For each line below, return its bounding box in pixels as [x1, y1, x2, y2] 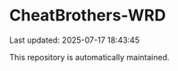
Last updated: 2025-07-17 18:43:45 [9, 35, 140, 45]
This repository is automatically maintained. [9, 51, 170, 62]
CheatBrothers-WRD [9, 5, 166, 26]
